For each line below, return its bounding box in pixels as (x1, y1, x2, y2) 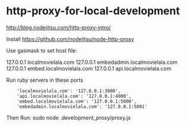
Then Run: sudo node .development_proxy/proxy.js (6, 114, 131, 121)
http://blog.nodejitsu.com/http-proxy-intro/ (6, 24, 111, 31)
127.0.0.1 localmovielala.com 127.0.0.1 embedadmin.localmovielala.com (6, 58, 178, 66)
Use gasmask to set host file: (6, 47, 77, 54)
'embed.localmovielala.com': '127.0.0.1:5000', (17, 98, 137, 104)
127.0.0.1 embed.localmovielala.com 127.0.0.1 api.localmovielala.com (6, 64, 172, 72)
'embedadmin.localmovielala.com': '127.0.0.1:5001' (17, 103, 147, 110)
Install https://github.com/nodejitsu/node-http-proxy (6, 35, 134, 42)
